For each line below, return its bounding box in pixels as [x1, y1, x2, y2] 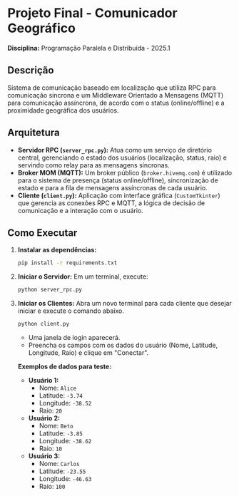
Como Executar [7, 227, 78, 239]
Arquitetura [7, 127, 60, 139]
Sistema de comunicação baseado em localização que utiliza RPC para [7, 83, 216, 92]
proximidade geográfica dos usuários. [7, 105, 119, 115]
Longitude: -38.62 [39, 437, 92, 445]
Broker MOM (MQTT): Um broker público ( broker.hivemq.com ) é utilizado [17, 168, 233, 177]
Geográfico [7, 20, 76, 36]
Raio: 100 [39, 482, 66, 490]
